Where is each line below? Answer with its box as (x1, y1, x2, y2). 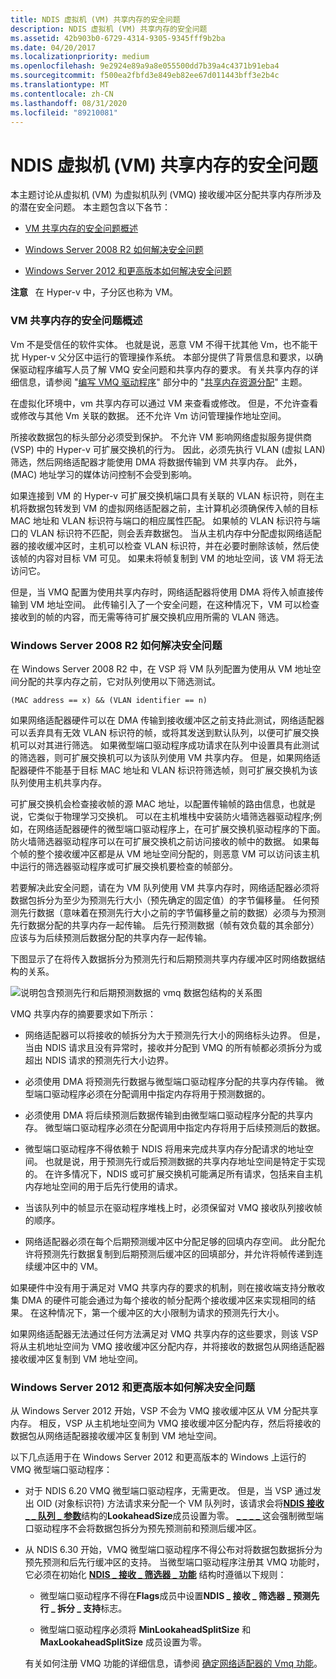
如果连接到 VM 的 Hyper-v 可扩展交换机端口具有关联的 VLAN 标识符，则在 (10, 489, 316, 501)
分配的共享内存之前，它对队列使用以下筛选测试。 (18, 675, 221, 687)
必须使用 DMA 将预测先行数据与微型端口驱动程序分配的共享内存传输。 (24, 1075, 314, 1087)
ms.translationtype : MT (10, 80, 110, 90)
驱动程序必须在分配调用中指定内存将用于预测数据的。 (51, 1087, 271, 1100)
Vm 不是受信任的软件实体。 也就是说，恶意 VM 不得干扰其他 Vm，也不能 (10, 338, 310, 350)
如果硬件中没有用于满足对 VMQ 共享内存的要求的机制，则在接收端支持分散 (10, 1281, 317, 1293)
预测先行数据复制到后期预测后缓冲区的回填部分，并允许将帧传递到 (42, 1247, 315, 1260)
